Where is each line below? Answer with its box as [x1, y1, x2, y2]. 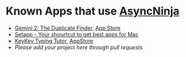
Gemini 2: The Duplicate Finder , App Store [14, 24, 121, 32]
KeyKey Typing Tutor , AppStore [14, 37, 94, 44]
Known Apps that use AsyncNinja [5, 4, 180, 18]
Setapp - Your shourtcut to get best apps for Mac [14, 30, 139, 38]
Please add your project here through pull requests [14, 44, 143, 51]
